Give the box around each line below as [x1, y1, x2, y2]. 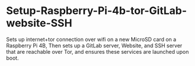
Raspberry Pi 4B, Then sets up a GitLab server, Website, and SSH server [6, 42, 183, 49]
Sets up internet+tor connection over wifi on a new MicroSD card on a [6, 36, 177, 43]
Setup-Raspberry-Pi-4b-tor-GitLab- [6, 4, 187, 18]
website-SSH [6, 16, 73, 30]
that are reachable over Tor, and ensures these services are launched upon [6, 48, 189, 55]
